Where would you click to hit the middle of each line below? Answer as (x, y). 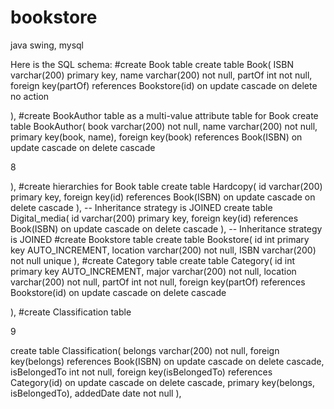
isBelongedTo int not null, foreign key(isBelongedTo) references (141, 372)
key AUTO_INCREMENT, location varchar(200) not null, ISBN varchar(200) (163, 250)
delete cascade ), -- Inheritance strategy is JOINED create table (141, 207)
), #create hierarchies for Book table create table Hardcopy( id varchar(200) (166, 186)
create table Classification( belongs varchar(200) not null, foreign (145, 350)
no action (30, 96)
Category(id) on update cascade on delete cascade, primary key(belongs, (162, 382)
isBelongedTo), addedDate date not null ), (96, 393)
